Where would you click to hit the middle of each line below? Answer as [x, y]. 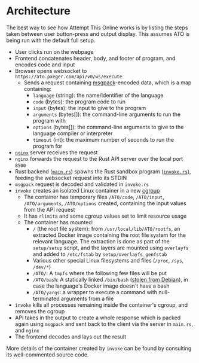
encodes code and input [45, 65]
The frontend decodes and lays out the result [71, 337]
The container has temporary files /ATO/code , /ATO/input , [94, 197]
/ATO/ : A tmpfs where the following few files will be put [100, 273]
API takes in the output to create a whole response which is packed [98, 318]
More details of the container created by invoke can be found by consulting [99, 348]
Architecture [38, 11]
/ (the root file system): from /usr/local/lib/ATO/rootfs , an [106, 228]
